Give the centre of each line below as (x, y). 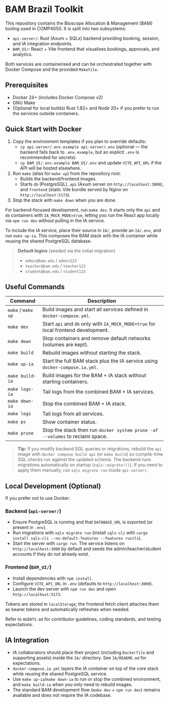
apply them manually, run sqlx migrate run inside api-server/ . (83, 470)
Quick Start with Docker (44, 129)
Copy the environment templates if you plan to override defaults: (79, 141)
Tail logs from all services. (73, 414)
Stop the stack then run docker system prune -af (100, 430)
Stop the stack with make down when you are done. (64, 200)
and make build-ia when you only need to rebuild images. (72, 684)
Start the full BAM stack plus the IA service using (100, 361)
